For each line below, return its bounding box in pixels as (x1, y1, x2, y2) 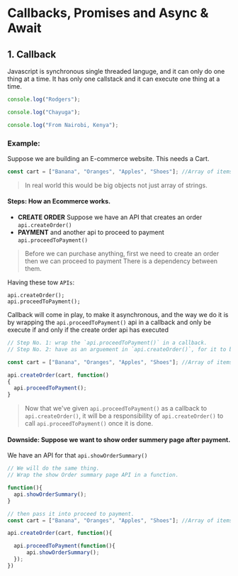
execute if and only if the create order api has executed (7, 326, 169, 334)
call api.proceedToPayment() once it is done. (24, 419, 154, 428)
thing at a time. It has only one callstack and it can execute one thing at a (7, 74, 220, 83)
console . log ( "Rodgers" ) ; (7, 96, 81, 103)
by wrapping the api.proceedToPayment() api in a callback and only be (7, 318, 211, 326)
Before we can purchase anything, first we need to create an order (24, 250, 220, 257)
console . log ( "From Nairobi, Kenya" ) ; (7, 121, 119, 128)
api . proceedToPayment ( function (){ (13, 543, 115, 550)
